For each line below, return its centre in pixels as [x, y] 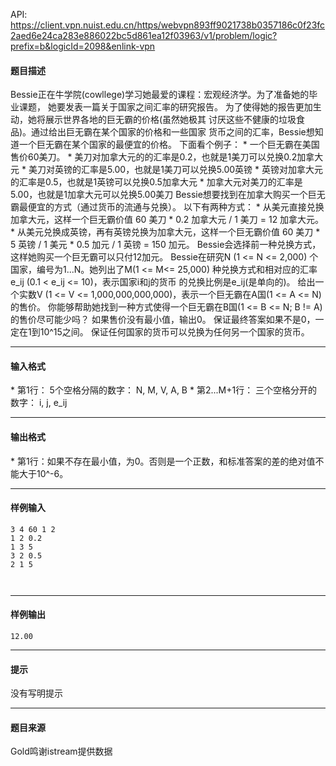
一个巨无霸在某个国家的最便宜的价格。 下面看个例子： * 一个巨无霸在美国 [169, 145]
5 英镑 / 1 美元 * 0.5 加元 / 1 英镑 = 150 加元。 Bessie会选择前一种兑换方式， [166, 245]
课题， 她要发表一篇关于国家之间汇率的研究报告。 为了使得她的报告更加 [165, 107]
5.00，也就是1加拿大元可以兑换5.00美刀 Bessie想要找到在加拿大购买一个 [159, 195]
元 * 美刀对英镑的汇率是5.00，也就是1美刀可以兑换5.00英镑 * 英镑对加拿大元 [167, 170]
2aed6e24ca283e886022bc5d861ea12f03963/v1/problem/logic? [144, 35]
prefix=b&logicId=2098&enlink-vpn [83, 46]
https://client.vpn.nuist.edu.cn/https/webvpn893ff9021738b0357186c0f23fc [168, 25]
